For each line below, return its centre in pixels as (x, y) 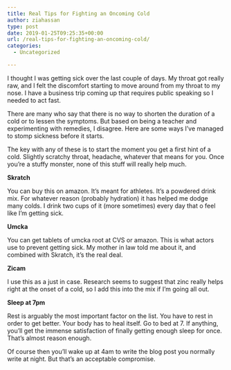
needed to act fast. (34, 100)
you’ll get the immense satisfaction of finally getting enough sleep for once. (115, 330)
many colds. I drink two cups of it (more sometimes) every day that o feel (111, 205)
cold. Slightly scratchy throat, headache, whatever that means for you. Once (116, 156)
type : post (23, 26)
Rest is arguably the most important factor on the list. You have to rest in (110, 316)
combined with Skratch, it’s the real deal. (65, 255)
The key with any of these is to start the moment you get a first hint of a (109, 149)
